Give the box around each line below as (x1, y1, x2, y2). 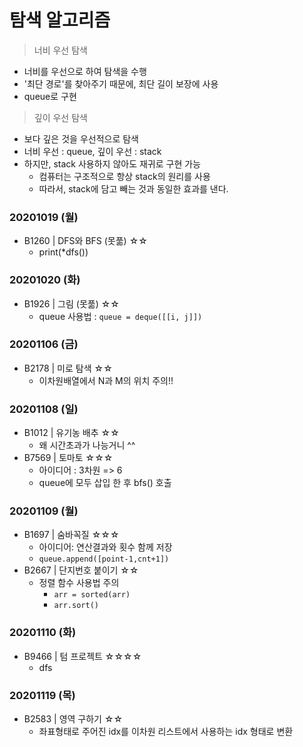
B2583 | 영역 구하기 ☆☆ (23, 713, 124, 725)
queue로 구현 (23, 90, 77, 102)
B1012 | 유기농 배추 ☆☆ (23, 427, 120, 439)
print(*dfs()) (38, 246, 89, 258)
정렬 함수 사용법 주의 (38, 577, 120, 589)
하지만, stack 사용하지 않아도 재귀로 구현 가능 (23, 157, 201, 170)
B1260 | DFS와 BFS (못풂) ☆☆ (23, 235, 148, 247)
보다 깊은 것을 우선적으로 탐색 (23, 132, 139, 145)
